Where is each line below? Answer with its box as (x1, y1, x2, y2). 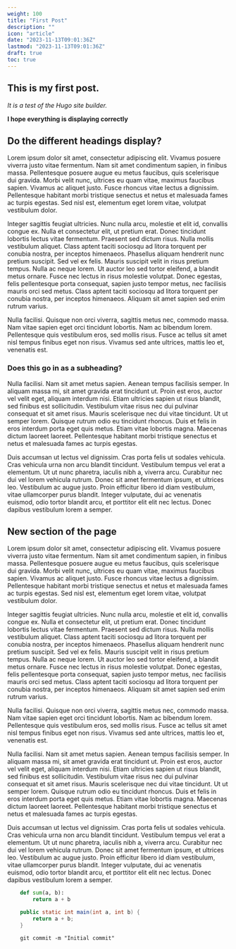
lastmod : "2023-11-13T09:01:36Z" (7, 43, 106, 50)
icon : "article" (7, 30, 55, 37)
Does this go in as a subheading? (7, 364, 123, 373)
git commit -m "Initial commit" (20, 934, 115, 941)
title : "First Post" (7, 17, 68, 24)
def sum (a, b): (20, 889, 65, 897)
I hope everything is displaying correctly (7, 114, 128, 123)
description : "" (7, 23, 55, 30)
